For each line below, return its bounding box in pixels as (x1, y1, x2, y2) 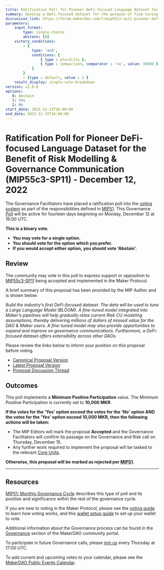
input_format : (14, 25, 43, 30)
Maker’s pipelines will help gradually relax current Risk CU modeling (5, 312, 143, 318)
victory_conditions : (14, 39, 56, 44)
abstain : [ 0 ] (23, 35, 50, 40)
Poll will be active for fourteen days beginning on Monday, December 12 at (5, 211, 155, 217)
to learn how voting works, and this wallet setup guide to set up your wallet (5, 510, 156, 516)
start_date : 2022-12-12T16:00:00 (5, 107, 73, 112)
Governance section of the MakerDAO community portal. (5, 530, 120, 536)
